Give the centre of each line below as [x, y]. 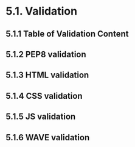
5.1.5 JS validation [41, 117]
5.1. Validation [41, 11]
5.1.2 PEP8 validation [46, 54]
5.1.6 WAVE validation [48, 138]
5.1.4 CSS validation [44, 96]
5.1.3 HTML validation [47, 75]
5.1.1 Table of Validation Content [67, 34]
